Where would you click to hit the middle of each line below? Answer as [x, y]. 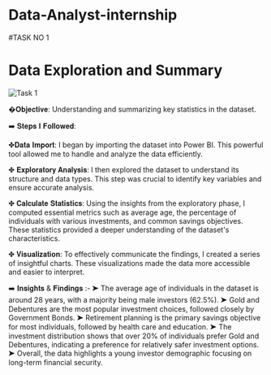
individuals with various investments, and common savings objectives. [126, 220]
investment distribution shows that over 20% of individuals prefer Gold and [134, 336]
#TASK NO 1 [29, 37]
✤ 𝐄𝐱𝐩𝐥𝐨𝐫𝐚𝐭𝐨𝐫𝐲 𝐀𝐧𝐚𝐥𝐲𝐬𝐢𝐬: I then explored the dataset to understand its [124, 169]
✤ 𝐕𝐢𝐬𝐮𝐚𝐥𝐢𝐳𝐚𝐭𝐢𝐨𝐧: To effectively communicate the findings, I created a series [134, 254]
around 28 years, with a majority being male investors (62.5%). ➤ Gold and [134, 299]
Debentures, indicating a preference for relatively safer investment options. [134, 344]
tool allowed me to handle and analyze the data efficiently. [105, 154]
